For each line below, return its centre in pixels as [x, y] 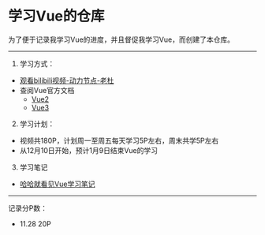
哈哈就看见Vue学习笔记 [57, 184]
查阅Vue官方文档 [47, 90]
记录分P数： [28, 208]
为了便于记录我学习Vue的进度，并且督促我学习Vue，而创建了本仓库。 [121, 39]
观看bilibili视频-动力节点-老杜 [67, 80]
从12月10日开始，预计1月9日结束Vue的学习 [89, 150]
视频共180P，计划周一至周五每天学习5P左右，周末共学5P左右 [119, 140]
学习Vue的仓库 [56, 16]
